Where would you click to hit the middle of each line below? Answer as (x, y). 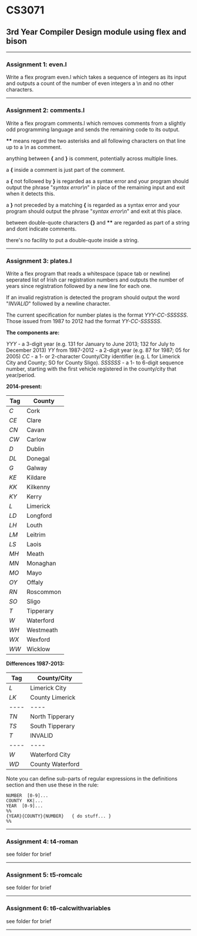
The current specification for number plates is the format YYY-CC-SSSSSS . (97, 315)
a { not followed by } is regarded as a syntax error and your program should (97, 181)
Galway (37, 468)
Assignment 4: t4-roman (42, 841)
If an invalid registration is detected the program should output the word (93, 297)
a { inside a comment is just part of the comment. (66, 169)
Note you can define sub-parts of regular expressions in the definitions (92, 778)
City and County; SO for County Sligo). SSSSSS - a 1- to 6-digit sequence (95, 362)
